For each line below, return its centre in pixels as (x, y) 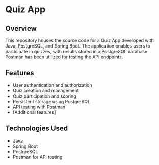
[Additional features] (34, 112)
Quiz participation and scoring (44, 96)
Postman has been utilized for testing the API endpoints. (64, 57)
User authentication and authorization (52, 85)
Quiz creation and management (46, 90)
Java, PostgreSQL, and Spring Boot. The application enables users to (78, 46)
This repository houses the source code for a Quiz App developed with (80, 40)
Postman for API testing (37, 157)
